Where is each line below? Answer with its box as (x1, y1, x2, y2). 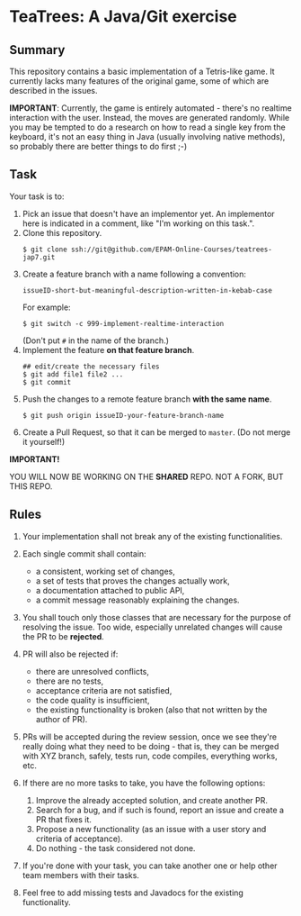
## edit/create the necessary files (22, 362, 160, 371)
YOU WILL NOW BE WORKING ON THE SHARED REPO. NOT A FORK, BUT (9, 471, 285, 482)
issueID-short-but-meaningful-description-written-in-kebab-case (22, 286, 272, 295)
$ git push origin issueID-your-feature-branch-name (22, 411, 225, 420)
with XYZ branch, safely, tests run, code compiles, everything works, (22, 750, 278, 761)
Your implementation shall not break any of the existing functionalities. (22, 531, 283, 541)
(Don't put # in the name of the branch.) (22, 335, 169, 346)
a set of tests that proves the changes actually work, (35, 575, 231, 586)
